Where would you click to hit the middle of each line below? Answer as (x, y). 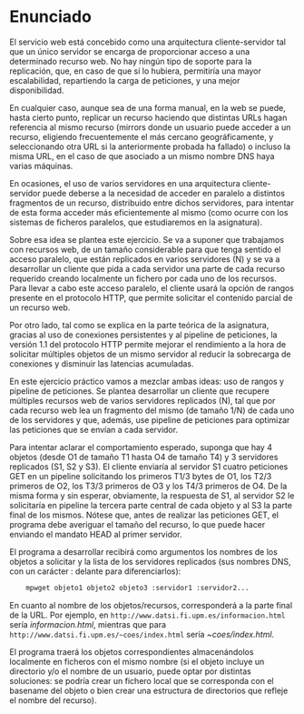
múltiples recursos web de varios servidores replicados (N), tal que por (142, 400)
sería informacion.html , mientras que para (88, 624)
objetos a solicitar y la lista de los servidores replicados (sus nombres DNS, (150, 561)
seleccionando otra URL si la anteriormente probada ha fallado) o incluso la (150, 146)
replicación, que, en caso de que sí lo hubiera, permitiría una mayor (135, 71)
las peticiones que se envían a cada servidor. (94, 429)
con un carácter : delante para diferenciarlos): (95, 571)
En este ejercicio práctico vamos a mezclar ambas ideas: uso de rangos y (147, 381)
